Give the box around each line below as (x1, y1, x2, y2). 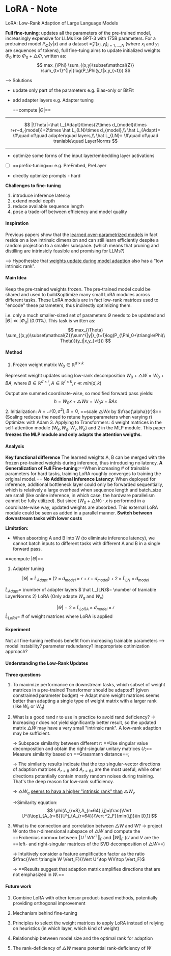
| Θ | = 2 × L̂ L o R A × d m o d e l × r (56, 604, 115, 612)
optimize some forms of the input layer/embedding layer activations (12, 152, 155, 159)
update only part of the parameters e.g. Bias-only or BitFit (12, 87, 134, 93)
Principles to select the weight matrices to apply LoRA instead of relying (12, 920, 164, 926)
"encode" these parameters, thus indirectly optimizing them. (5, 302, 132, 308)
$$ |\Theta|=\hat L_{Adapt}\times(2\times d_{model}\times (24, 121, 147, 127)
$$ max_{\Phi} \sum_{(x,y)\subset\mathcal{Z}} (36, 62, 135, 68)
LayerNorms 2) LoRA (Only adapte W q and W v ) (5, 593, 104, 601)
